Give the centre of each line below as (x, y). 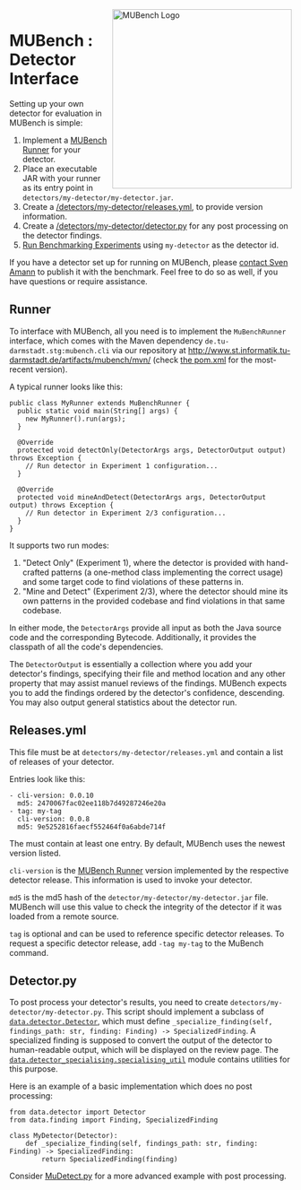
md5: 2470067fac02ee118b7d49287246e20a (92, 803)
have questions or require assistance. (78, 281)
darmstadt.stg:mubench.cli (60, 351)
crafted (35, 572)
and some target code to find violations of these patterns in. (133, 581)
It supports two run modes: (59, 545)
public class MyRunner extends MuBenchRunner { (100, 403)
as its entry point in (58, 187)
